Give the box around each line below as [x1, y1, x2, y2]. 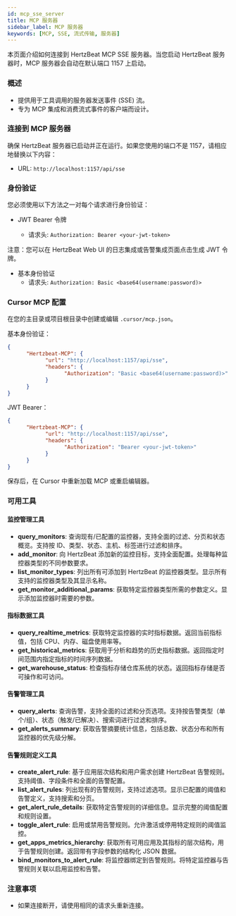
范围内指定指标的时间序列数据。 [23, 654, 117, 663]
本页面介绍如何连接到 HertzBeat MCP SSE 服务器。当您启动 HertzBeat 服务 [7, 50, 225, 59]
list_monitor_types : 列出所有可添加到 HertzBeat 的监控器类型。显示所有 [17, 567, 228, 575]
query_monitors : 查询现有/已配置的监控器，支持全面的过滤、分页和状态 [17, 532, 225, 540]
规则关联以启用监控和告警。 [23, 865, 104, 873]
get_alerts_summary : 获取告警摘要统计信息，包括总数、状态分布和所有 [17, 724, 225, 733]
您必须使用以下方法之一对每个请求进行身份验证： [7, 200, 149, 209]
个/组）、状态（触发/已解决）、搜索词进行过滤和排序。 [17, 715, 170, 723]
